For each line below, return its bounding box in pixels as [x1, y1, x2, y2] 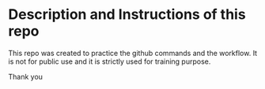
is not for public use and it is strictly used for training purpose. [8, 57, 211, 66]
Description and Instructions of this [8, 6, 247, 24]
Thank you [8, 72, 44, 81]
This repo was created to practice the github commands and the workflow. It [8, 48, 258, 57]
